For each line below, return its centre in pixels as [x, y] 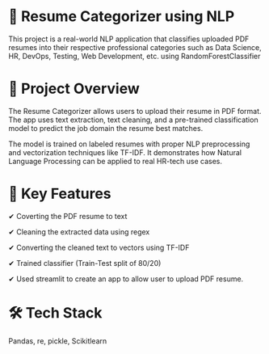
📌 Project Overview [74, 89]
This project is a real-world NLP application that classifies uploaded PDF [129, 39]
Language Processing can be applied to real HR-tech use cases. [116, 161]
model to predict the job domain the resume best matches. [106, 128]
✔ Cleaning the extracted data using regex [79, 232]
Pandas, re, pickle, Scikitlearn [58, 341]
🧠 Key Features [60, 194]
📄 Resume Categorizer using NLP [122, 17]
